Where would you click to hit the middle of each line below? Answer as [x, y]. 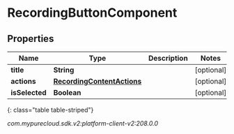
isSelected [29, 92]
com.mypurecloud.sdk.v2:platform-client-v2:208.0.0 [83, 123]
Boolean [67, 92]
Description [168, 58]
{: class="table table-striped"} [50, 110]
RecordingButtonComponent [92, 13]
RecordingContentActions [97, 81]
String [64, 70]
